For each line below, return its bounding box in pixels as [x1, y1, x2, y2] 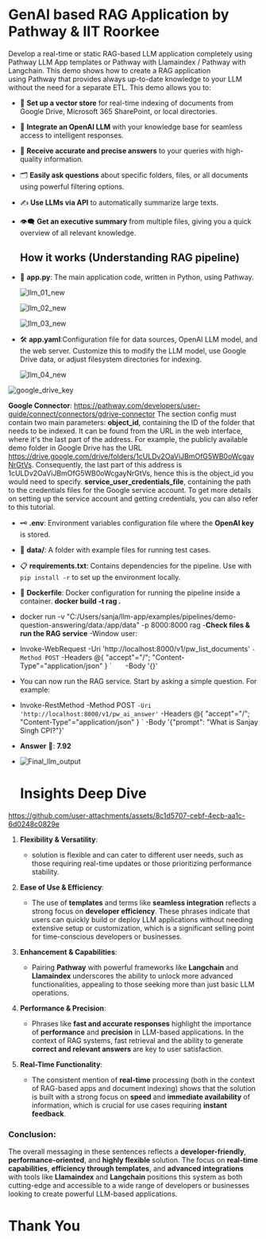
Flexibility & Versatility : [19, 834, 98, 844]
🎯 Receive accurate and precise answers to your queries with [19, 146, 225, 155]
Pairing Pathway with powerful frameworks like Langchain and [31, 962, 239, 972]
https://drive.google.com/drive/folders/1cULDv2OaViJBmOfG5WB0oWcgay [8, 451, 255, 461]
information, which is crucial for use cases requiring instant [31, 1100, 228, 1110]
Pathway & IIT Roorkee [8, 22, 160, 41]
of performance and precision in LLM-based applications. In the [31, 1027, 245, 1037]
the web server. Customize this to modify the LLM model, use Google [19, 346, 247, 355]
